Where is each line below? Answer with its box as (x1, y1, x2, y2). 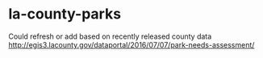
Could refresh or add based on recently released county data (8, 31, 212, 41)
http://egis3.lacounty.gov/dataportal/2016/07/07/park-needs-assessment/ (8, 39, 255, 49)
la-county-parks (8, 5, 122, 23)
